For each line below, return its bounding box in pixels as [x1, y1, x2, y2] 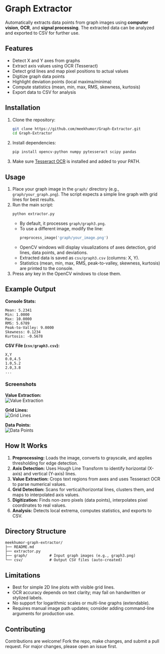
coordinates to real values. [12, 502, 67, 508]
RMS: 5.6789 [5, 321, 30, 326]
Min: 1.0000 [5, 312, 30, 317]
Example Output [5, 285, 56, 293]
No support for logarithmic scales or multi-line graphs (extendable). [12, 600, 150, 606]
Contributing [5, 625, 45, 633]
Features [5, 44, 33, 53]
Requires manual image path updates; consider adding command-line [12, 605, 155, 611]
